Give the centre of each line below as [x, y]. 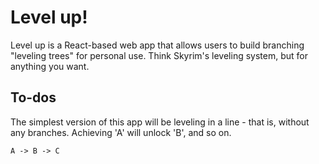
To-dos [33, 97]
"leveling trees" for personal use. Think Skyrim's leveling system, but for [159, 55]
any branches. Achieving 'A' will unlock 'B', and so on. [121, 132]
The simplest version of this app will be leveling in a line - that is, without [160, 122]
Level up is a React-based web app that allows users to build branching [157, 45]
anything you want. [50, 66]
